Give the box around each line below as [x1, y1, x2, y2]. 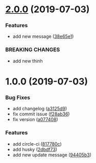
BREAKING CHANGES [5, 46, 60, 53]
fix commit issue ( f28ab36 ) [12, 111, 70, 117]
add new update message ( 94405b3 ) [12, 152, 92, 158]
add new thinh [12, 58, 43, 64]
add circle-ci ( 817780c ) [12, 141, 62, 147]
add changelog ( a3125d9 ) [12, 106, 67, 112]
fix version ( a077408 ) [12, 117, 58, 123]
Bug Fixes [5, 94, 31, 101]
